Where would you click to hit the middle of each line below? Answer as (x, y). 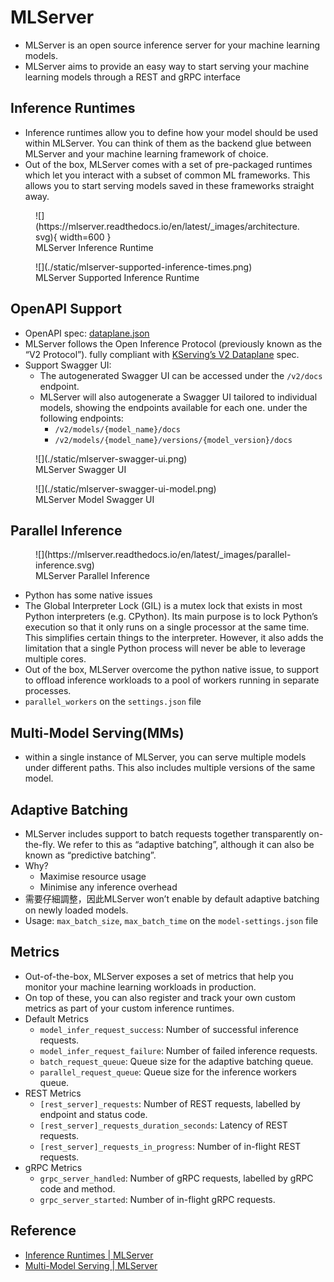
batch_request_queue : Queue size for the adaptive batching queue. (176, 1061)
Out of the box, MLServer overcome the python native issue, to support (172, 670)
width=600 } (85, 237)
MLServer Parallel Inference (92, 576)
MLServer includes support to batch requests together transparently (165, 834)
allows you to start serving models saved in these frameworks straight (169, 185)
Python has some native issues (88, 595)
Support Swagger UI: (68, 365)
